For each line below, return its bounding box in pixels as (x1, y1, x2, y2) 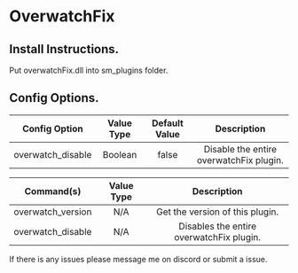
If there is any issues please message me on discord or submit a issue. (9, 253, 268, 264)
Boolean (102, 148, 137, 160)
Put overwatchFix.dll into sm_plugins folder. (9, 65, 169, 75)
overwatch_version (13, 206, 92, 218)
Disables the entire (178, 220, 257, 232)
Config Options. (9, 90, 99, 105)
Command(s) (24, 184, 82, 197)
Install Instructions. (9, 42, 120, 57)
